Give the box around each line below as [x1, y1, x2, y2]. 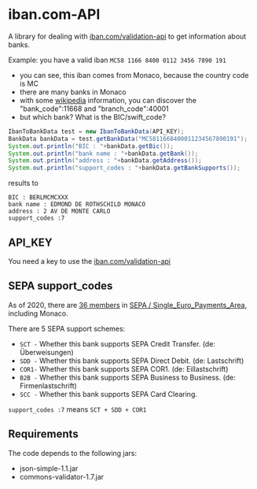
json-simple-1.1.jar [19, 463, 79, 473]
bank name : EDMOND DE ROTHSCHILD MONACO [8, 201, 146, 209]
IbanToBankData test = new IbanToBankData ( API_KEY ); [8, 128, 185, 135]
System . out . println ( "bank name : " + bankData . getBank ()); [8, 150, 199, 157]
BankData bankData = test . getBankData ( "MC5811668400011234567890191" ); [8, 135, 248, 143]
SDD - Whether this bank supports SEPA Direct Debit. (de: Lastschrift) [19, 356, 244, 365]
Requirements [8, 428, 79, 441]
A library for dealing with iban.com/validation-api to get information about [8, 31, 247, 41]
